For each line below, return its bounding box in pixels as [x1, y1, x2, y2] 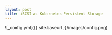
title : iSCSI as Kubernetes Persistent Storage [5, 12, 103, 16]
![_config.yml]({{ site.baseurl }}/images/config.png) [5, 24, 108, 30]
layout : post [5, 7, 32, 12]
